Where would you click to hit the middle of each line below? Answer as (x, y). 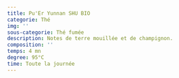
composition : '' (30, 45)
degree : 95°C (26, 58)
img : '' (18, 26)
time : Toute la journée (41, 64)
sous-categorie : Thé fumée (46, 32)
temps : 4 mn (24, 52)
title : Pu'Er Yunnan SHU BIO (49, 13)
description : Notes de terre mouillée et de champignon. (90, 39)
